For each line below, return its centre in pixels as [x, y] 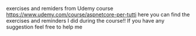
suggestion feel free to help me [44, 27]
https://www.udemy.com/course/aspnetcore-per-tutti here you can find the [98, 15]
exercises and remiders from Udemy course [60, 8]
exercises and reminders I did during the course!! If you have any [85, 21]
